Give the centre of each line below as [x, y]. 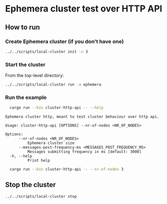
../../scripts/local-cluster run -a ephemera [53, 85]
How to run [23, 27]
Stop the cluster [31, 185]
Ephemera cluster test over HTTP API [84, 9]
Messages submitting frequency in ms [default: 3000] [84, 152]
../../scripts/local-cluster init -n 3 [47, 51]
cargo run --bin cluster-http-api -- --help [57, 108]
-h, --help [21, 156]
